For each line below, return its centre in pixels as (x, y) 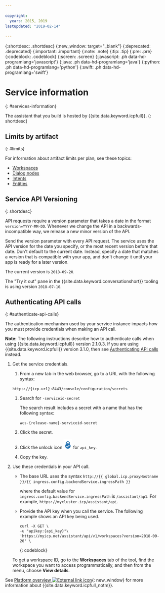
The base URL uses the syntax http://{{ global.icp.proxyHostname (89, 476)
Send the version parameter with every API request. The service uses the (80, 241)
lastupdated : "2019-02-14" (33, 26)
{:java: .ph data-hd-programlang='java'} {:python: (110, 62)
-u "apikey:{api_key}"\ (44, 531)
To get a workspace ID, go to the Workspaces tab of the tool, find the (83, 560)
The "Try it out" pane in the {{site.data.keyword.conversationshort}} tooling (82, 281)
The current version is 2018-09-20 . (40, 271)
